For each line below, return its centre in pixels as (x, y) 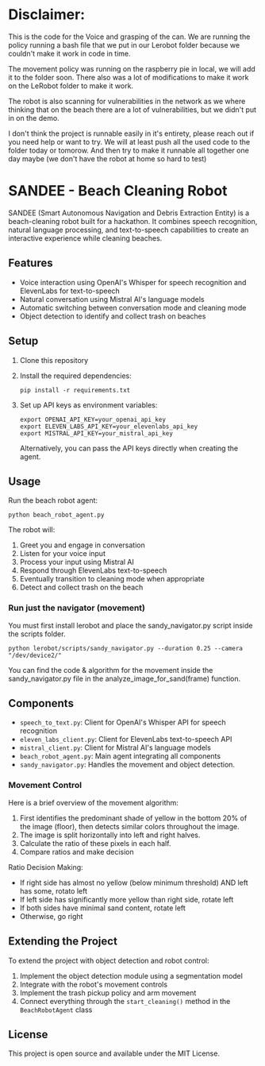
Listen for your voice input (62, 554)
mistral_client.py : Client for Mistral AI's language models (115, 747)
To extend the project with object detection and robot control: (109, 960)
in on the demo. (34, 118)
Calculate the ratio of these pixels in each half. (95, 843)
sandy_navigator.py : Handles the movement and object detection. (127, 765)
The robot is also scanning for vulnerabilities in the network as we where (127, 101)
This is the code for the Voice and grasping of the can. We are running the (129, 37)
